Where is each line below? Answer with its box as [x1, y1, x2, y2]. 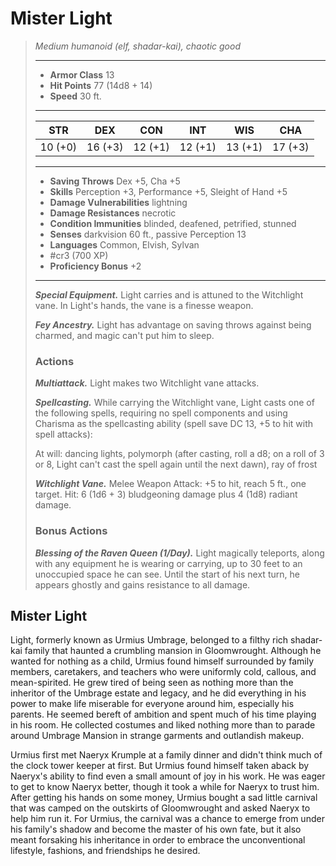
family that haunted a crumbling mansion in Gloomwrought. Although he [24, 645, 322, 657]
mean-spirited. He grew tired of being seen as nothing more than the [10, 677, 294, 689]
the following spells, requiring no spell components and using [34, 407, 288, 419]
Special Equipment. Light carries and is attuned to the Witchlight [34, 288, 304, 301]
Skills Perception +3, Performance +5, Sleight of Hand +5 [49, 185, 288, 197]
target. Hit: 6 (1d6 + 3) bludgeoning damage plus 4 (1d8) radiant [34, 488, 298, 501]
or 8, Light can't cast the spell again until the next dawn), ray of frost [34, 458, 318, 471]
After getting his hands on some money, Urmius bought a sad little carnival [10, 792, 318, 804]
